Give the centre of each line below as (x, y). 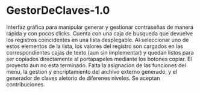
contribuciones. (26, 84)
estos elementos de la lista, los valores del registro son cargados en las (95, 46)
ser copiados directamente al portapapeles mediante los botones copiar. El (99, 59)
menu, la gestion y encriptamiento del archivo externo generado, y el (92, 71)
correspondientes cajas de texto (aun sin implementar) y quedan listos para (100, 52)
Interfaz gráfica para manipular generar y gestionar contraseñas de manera (100, 27)
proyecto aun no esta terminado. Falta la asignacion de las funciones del (96, 65)
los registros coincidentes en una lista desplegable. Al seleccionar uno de (98, 40)
